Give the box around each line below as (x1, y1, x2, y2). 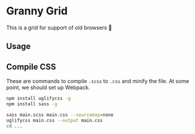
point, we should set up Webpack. (6, 84, 90, 91)
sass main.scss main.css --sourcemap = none (6, 112, 114, 118)
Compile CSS (6, 62, 56, 72)
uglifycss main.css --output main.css (6, 117, 103, 123)
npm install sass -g (6, 101, 58, 107)
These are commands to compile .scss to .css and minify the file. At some (6, 78, 190, 85)
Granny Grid (6, 4, 68, 18)
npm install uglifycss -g (6, 96, 71, 102)
